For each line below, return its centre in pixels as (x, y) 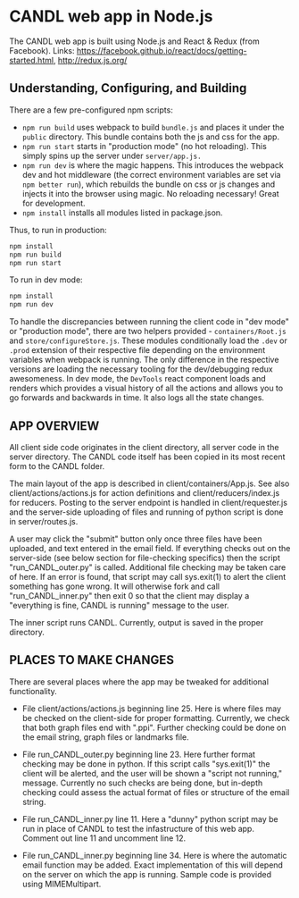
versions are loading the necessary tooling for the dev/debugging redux (141, 369)
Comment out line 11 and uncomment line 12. (104, 838)
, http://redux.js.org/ (90, 60)
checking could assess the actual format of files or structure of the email (156, 792)
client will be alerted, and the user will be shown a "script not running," (152, 773)
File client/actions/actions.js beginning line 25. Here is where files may (152, 709)
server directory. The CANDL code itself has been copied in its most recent (147, 457)
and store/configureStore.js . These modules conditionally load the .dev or (148, 340)
